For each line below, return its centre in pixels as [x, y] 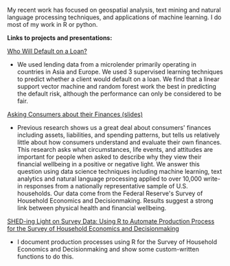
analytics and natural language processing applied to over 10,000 [110, 179]
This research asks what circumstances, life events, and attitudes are [115, 149]
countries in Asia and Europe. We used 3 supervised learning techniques [120, 72]
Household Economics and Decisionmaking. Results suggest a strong [115, 201]
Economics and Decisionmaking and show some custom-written [108, 249]
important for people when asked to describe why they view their [109, 157]
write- [212, 179]
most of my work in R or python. [53, 24]
